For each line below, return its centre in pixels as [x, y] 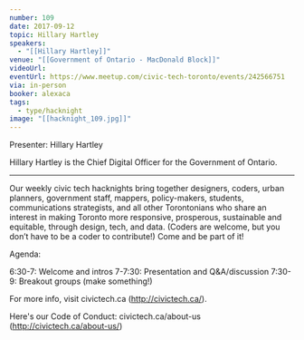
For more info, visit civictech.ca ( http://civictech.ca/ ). [108, 299]
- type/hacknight [50, 111]
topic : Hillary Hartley [54, 34]
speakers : [28, 43]
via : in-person [38, 85]
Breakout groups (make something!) [85, 281]
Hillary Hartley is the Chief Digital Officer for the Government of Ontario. [143, 162]
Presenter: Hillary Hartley [57, 145]
